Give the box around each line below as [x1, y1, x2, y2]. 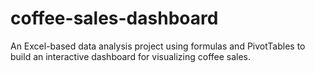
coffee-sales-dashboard [10, 7, 219, 30]
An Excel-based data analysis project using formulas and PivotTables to [10, 40, 306, 52]
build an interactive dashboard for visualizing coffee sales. [10, 50, 252, 62]
